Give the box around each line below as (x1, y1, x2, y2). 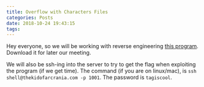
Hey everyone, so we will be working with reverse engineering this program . (6, 43, 199, 50)
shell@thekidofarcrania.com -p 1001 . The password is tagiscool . (6, 74, 173, 81)
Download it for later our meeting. (6, 49, 91, 57)
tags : (6, 26, 20, 32)
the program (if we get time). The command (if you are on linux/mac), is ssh (6, 68, 197, 75)
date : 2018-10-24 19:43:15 (6, 20, 75, 26)
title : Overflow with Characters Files (6, 9, 108, 15)
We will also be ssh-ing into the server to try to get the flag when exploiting (6, 61, 196, 68)
